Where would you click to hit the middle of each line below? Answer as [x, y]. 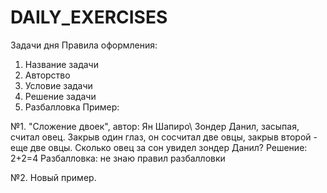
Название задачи [61, 64]
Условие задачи [58, 85]
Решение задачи [60, 96]
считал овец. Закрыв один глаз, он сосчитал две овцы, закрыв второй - [164, 137]
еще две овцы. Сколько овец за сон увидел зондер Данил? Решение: [159, 147]
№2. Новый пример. [53, 177]
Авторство [47, 75]
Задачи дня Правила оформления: [84, 45]
